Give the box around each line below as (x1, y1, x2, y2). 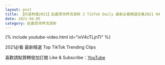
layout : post (5, 7, 32, 12)
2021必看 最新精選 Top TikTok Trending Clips (5, 44, 96, 50)
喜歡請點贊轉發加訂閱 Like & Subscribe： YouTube (5, 55, 106, 61)
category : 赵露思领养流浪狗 (5, 21, 56, 26)
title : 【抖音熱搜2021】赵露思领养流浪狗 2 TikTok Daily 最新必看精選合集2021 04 (5, 12, 161, 17)
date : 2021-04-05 (5, 16, 41, 21)
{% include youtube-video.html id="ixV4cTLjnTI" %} (5, 34, 111, 40)
